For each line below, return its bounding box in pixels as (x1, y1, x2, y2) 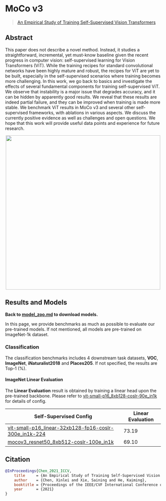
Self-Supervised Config (34, 413, 92, 420)
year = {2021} (14, 487, 54, 492)
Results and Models (5, 298, 68, 307)
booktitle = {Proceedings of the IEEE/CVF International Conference (14, 482, 158, 487)
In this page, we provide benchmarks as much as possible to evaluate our (5, 321, 155, 327)
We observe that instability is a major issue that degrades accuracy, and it (5, 88, 156, 94)
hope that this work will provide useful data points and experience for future (5, 120, 160, 126)
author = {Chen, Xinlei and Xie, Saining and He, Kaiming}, (14, 477, 147, 483)
